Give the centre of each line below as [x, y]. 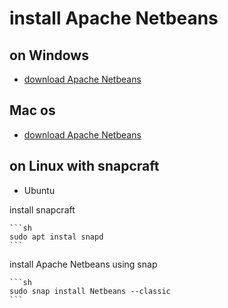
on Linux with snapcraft [84, 166]
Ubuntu [39, 190]
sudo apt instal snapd [56, 237]
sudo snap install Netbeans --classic [90, 291]
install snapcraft [42, 209]
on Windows [49, 55]
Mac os [32, 110]
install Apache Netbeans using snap [83, 264]
